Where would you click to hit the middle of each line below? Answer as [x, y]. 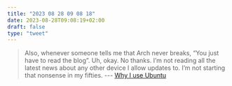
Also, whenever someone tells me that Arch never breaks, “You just [122, 53]
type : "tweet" [28, 33]
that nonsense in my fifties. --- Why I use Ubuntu [95, 76]
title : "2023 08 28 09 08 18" [52, 14]
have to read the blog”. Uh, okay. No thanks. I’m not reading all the [120, 61]
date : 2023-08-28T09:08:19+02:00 [56, 20]
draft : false [26, 27]
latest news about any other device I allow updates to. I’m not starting [125, 68]
